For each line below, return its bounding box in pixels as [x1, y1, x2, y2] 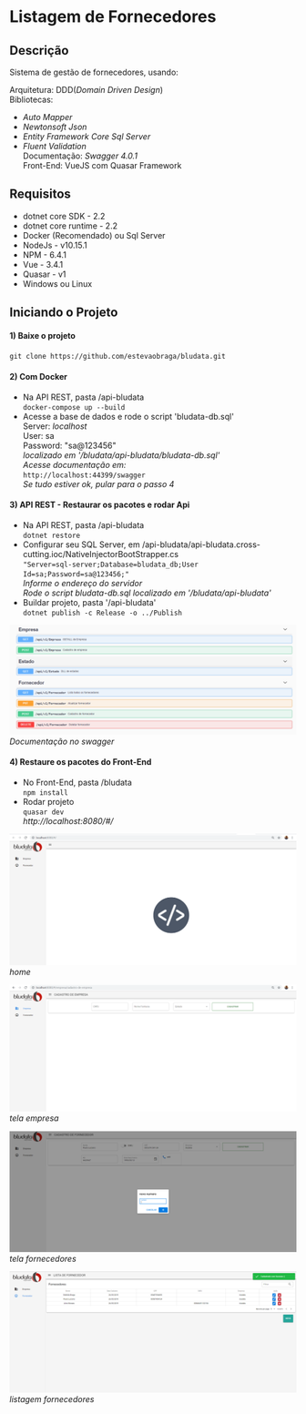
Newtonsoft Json [22, 121, 87, 132]
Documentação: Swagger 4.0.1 [22, 150, 138, 161]
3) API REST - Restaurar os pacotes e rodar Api [9, 499, 190, 511]
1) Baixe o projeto [9, 330, 76, 341]
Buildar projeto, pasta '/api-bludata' [22, 596, 157, 607]
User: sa [22, 430, 55, 441]
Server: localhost [22, 421, 87, 432]
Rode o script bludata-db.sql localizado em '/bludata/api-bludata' [22, 587, 271, 598]
